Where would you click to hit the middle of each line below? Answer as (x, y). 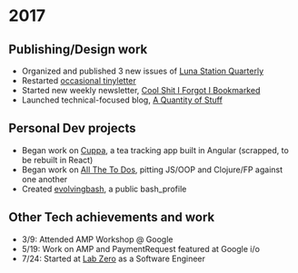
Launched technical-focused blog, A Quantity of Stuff (122, 100)
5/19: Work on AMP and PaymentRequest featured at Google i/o (141, 249)
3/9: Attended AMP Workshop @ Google (97, 239)
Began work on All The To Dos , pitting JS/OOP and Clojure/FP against (152, 170)
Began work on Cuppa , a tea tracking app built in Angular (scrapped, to (155, 150)
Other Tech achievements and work (112, 217)
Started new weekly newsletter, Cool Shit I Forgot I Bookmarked (141, 90)
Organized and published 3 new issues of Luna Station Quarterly (143, 71)
